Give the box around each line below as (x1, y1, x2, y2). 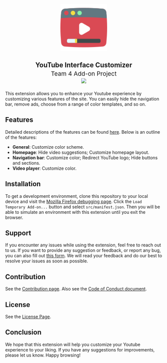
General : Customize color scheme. (12, 144, 84, 150)
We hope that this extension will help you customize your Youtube (5, 341, 141, 347)
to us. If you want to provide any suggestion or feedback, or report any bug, (5, 247, 161, 253)
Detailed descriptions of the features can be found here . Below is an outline (5, 129, 161, 135)
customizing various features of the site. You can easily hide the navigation (5, 96, 160, 102)
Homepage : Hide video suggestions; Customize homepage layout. (12, 149, 150, 155)
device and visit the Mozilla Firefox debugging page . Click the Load (5, 198, 142, 204)
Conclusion (5, 328, 42, 336)
